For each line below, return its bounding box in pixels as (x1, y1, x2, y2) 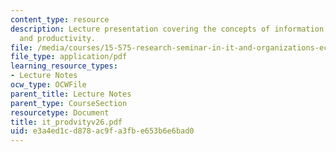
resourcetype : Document (10, 107, 110, 118)
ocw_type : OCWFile (10, 80, 87, 90)
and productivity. (19, 33, 97, 43)
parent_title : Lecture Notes (10, 89, 132, 99)
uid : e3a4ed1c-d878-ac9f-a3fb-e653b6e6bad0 (10, 126, 195, 136)
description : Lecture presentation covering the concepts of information (10, 24, 325, 34)
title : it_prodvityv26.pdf (10, 117, 123, 127)
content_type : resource (10, 14, 110, 25)
